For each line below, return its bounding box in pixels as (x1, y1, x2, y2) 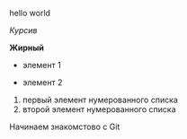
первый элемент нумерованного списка (22, 94, 178, 105)
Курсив (9, 25, 38, 35)
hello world (9, 8, 51, 18)
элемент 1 (22, 60, 61, 70)
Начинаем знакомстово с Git (9, 121, 120, 132)
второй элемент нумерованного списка (22, 104, 177, 115)
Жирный (9, 42, 45, 53)
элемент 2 (22, 77, 63, 88)
